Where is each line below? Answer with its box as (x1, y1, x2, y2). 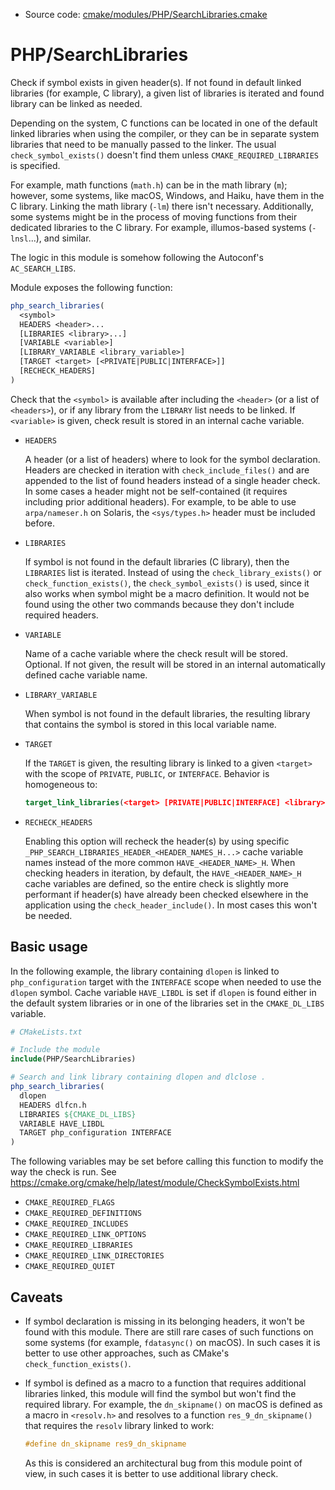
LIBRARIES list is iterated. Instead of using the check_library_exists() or (24, 566, 322, 578)
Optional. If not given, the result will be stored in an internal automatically (24, 658, 326, 670)
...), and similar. (28, 232, 92, 244)
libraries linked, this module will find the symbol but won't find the (24, 1387, 297, 1399)
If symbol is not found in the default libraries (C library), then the (24, 555, 290, 568)
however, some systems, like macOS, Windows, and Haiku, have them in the (10, 189, 325, 201)
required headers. (24, 609, 99, 621)
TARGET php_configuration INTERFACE (19, 1128, 172, 1138)
